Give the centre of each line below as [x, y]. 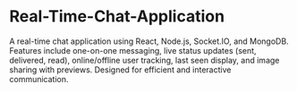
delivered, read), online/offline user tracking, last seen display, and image [144, 60]
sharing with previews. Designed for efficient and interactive [120, 70]
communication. [39, 79]
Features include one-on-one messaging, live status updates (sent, [133, 50]
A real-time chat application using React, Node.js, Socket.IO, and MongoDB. [149, 41]
